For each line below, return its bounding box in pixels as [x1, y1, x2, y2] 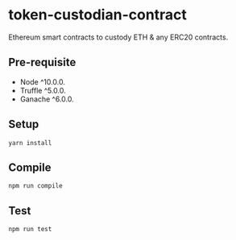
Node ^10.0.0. [19, 77, 66, 86]
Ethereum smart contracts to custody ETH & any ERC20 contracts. [8, 32, 229, 42]
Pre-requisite [8, 56, 77, 69]
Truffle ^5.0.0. [19, 85, 66, 95]
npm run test [8, 226, 52, 234]
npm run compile [8, 182, 63, 190]
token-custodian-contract [8, 6, 188, 24]
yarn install [8, 139, 52, 147]
